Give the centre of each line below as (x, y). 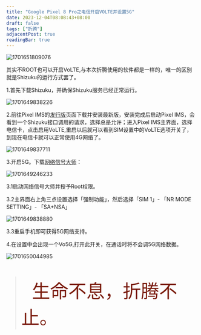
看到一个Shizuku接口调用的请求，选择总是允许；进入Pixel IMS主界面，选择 (99, 122)
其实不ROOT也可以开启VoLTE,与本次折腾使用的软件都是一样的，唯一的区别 (99, 70)
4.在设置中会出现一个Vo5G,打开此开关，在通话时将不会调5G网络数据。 (94, 244)
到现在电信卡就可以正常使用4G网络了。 (55, 137)
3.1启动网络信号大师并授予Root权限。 (52, 186)
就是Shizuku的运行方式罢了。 (43, 77)
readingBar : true (28, 40)
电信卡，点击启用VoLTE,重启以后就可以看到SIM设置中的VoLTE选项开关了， (99, 130)
